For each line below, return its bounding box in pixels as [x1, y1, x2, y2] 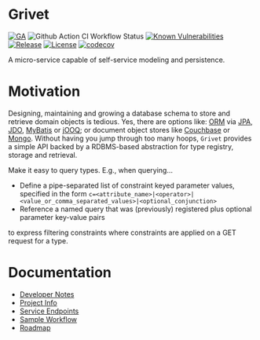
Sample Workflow [19, 314, 77, 324]
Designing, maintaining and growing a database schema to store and [8, 108, 230, 118]
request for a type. [8, 236, 68, 245]
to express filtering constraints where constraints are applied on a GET [8, 228, 237, 237]
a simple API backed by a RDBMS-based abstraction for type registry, [8, 141, 234, 151]
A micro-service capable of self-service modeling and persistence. [8, 55, 225, 64]
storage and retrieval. [8, 150, 78, 159]
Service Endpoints [19, 306, 79, 316]
